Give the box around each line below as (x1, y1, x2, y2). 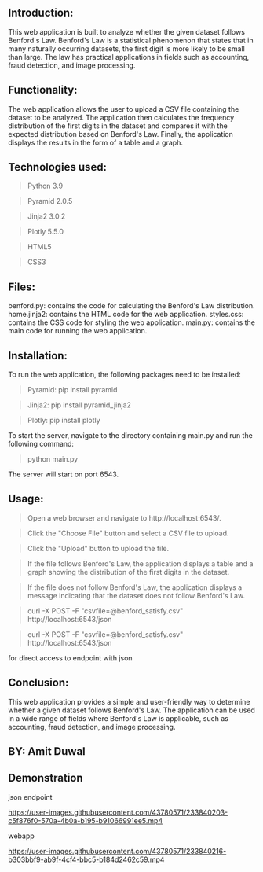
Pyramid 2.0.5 (27, 197, 73, 206)
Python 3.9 (27, 181, 64, 191)
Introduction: (8, 6, 74, 20)
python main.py (27, 454, 79, 464)
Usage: (8, 492, 45, 506)
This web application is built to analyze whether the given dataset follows (8, 27, 246, 36)
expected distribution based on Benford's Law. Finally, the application (8, 129, 234, 138)
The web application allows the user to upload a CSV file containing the (8, 104, 239, 113)
